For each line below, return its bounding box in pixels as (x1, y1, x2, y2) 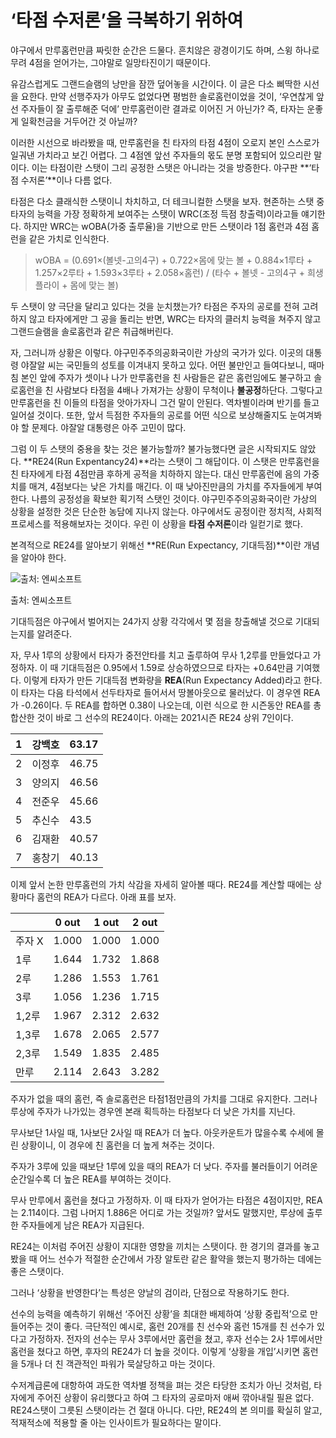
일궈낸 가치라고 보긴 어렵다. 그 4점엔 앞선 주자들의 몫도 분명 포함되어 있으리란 (10, 149, 312, 161)
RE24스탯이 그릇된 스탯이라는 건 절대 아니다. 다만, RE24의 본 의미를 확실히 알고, (10, 1404, 323, 1416)
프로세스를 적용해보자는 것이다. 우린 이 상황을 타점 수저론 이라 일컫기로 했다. (10, 517, 303, 530)
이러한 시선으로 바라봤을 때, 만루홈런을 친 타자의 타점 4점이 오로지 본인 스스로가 (10, 136, 320, 148)
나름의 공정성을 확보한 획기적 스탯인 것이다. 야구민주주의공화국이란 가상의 (31, 492, 318, 505)
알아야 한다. (20, 551, 67, 563)
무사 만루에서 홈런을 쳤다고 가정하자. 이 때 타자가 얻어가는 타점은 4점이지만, (10, 1194, 304, 1206)
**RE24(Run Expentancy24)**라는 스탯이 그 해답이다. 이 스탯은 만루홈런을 (23, 455, 320, 467)
